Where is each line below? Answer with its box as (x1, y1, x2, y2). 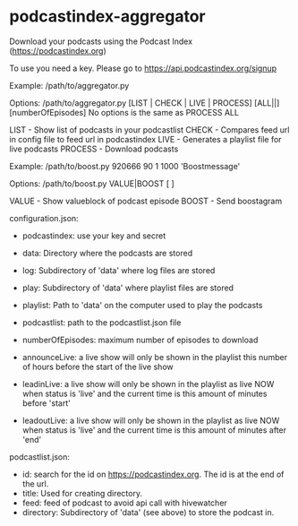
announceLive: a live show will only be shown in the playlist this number (21, 351, 288, 362)
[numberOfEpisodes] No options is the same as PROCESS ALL (9, 107, 240, 117)
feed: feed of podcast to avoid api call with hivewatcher (21, 497, 228, 508)
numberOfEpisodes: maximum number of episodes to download (21, 334, 259, 345)
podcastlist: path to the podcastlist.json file (21, 316, 182, 328)
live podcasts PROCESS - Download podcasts (9, 143, 179, 154)
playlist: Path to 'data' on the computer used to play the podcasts (21, 299, 263, 310)
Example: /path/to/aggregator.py (9, 80, 130, 91)
